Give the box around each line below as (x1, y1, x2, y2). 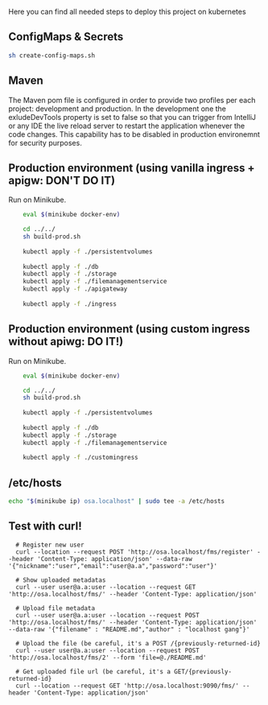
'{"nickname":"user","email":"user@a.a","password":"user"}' (8, 562, 218, 570)
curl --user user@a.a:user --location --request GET (15, 583, 196, 591)
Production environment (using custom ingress (8, 322, 250, 336)
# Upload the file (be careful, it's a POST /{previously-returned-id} (15, 639, 262, 647)
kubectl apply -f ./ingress (23, 299, 117, 308)
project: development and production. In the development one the (8, 104, 227, 113)
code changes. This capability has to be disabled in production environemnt (8, 129, 260, 139)
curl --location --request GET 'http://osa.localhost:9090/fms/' (15, 682, 240, 690)
